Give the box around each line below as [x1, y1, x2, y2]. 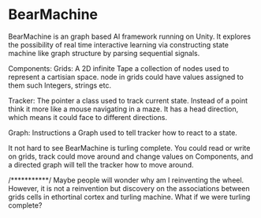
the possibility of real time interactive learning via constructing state [8, 39, 229, 49]
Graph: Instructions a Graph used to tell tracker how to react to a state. [8, 128, 238, 137]
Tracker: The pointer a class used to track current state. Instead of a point [8, 96, 248, 105]
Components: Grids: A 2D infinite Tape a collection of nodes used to [8, 63, 229, 73]
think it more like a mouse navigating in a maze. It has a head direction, [8, 104, 239, 114]
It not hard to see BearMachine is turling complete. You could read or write [8, 143, 251, 152]
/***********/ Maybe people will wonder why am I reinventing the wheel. [8, 175, 244, 185]
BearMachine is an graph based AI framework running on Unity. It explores [8, 32, 251, 41]
